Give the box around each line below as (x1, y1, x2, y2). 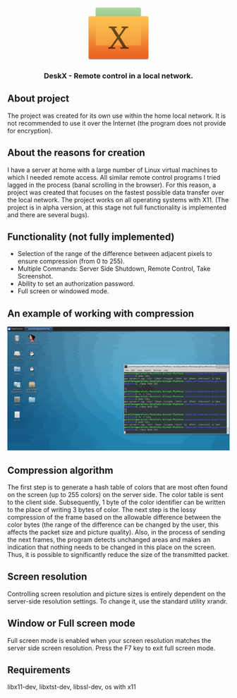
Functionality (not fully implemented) (7, 231, 175, 243)
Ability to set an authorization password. (17, 279, 135, 288)
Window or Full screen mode (7, 618, 135, 630)
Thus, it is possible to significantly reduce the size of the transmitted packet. (7, 551, 229, 559)
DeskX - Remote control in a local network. (43, 71, 194, 80)
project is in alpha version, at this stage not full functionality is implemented (7, 203, 227, 212)
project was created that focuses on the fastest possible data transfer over (7, 188, 224, 197)
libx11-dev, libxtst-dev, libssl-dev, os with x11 (7, 682, 136, 691)
